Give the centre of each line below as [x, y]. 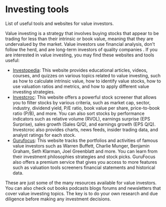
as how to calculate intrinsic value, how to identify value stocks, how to [87, 81]
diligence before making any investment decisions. [58, 199]
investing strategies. [34, 92]
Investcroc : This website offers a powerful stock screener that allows [85, 97]
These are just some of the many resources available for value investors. [81, 183]
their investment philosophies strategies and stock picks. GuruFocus [84, 157]
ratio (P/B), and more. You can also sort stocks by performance [78, 113]
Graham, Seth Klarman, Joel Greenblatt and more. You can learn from [85, 151]
